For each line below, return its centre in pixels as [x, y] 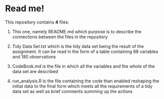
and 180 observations [34, 56]
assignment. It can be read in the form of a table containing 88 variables [85, 51]
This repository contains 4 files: [37, 22]
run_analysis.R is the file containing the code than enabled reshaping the [86, 81]
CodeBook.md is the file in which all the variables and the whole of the [83, 66]
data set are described [35, 71]
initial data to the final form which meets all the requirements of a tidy [82, 86]
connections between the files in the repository [60, 37]
